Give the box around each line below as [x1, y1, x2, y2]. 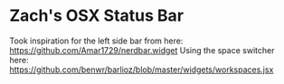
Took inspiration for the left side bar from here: [9, 35, 184, 46]
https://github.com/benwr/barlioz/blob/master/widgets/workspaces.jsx [9, 64, 274, 75]
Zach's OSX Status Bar [9, 5, 184, 26]
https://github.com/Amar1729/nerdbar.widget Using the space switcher [9, 44, 275, 55]
